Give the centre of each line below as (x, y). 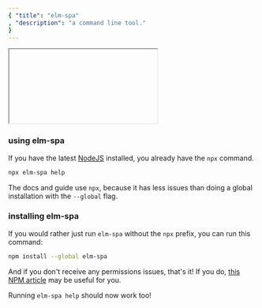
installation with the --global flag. (63, 196)
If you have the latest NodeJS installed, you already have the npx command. (131, 158)
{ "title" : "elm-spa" (44, 15)
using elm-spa (37, 141)
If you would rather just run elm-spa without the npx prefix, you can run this (129, 233)
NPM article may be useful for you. (65, 280)
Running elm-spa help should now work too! (80, 295)
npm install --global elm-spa (58, 256)
